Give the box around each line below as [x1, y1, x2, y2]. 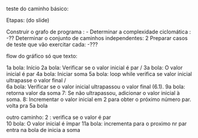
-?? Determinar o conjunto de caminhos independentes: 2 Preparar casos [6, 35, 188, 41]
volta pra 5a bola [6, 102, 48, 109]
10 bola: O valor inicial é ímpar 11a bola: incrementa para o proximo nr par [6, 120, 187, 127]
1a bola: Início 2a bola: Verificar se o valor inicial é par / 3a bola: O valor [6, 64, 183, 71]
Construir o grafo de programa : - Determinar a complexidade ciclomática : [6, 28, 191, 35]
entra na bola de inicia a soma [6, 127, 80, 133]
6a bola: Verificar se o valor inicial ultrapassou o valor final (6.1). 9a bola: [6, 83, 185, 90]
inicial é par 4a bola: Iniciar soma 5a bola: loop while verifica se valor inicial [6, 70, 192, 77]
